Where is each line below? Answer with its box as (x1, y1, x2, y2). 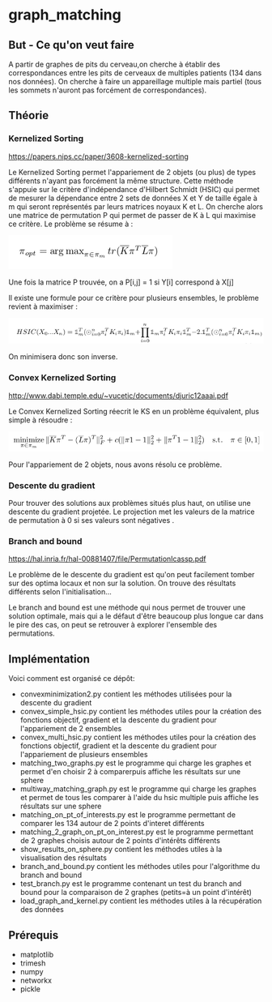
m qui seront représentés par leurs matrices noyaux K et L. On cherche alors (8, 201, 263, 212)
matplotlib (19, 950, 54, 960)
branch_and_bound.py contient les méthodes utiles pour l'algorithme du (19, 862, 261, 871)
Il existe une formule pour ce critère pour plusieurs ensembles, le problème (8, 293, 259, 302)
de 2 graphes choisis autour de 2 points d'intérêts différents (19, 836, 221, 846)
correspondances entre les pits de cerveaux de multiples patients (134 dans (8, 68, 262, 78)
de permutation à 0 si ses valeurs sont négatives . (8, 516, 175, 525)
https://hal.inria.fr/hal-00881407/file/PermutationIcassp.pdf (8, 554, 206, 564)
